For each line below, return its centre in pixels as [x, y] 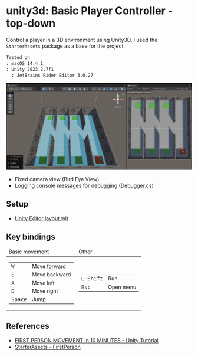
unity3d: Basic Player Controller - [90, 11]
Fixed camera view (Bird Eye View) [57, 179]
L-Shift [92, 279]
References [28, 326]
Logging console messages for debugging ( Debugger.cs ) [84, 185]
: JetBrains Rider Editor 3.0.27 [52, 75]
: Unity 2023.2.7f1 [30, 69]
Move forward [49, 266]
